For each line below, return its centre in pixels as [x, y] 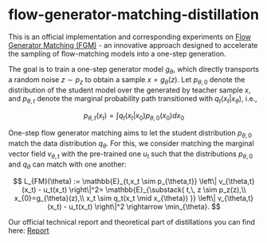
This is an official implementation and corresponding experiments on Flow [130, 37]
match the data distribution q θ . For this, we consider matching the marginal [131, 144]
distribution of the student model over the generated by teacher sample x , [130, 90]
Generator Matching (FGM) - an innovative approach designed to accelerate [133, 45]
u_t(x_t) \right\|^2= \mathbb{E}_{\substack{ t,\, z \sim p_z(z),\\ [145, 190]
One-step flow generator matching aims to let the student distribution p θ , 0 [130, 134]
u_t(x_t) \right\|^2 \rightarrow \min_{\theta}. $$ [145, 207]
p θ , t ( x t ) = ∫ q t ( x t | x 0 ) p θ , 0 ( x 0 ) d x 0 [134, 117]
